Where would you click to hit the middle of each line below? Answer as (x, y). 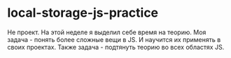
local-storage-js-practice (83, 13)
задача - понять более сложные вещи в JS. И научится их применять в (114, 39)
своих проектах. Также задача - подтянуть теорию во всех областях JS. (116, 47)
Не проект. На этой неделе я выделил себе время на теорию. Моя (107, 32)
